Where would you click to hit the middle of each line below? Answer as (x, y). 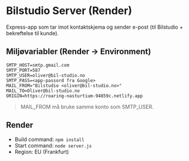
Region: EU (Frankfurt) (42, 152)
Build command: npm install (49, 139)
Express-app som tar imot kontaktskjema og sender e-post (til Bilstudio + (95, 27)
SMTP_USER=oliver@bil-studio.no (45, 75)
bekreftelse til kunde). (33, 33)
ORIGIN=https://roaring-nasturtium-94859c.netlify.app (75, 96)
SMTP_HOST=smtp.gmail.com (38, 65)
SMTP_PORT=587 (23, 70)
